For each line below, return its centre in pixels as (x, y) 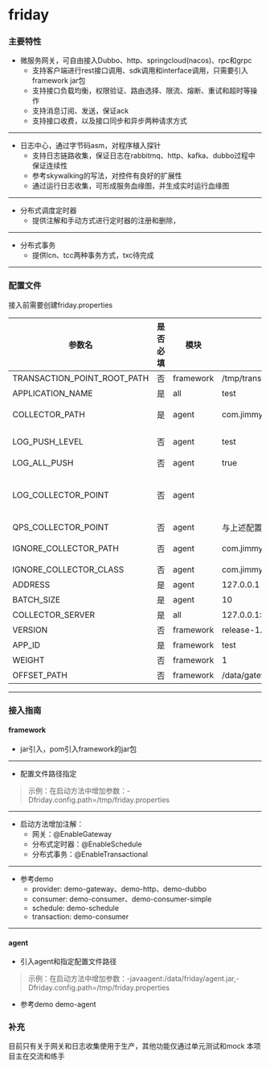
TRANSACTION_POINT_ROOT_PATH (81, 378)
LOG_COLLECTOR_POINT (61, 495)
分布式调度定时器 (48, 210)
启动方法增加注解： (52, 824)
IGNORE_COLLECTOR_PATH (65, 548)
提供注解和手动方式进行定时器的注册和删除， (106, 221)
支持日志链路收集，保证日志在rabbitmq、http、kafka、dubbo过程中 (143, 155)
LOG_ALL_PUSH (43, 462)
